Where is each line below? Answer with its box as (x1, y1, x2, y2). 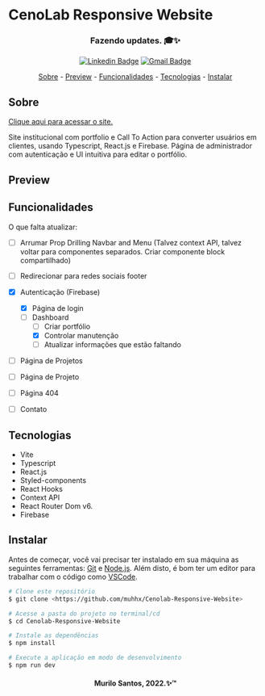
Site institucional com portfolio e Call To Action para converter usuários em (8, 132, 257, 142)
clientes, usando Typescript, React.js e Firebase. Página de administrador (8, 141, 252, 151)
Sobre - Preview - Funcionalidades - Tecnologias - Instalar (38, 72, 233, 82)
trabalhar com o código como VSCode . (8, 572, 139, 581)
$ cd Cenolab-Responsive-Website (8, 617, 121, 625)
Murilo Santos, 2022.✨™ (93, 678, 177, 688)
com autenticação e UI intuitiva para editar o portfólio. (8, 149, 188, 159)
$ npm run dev (8, 661, 56, 669)
